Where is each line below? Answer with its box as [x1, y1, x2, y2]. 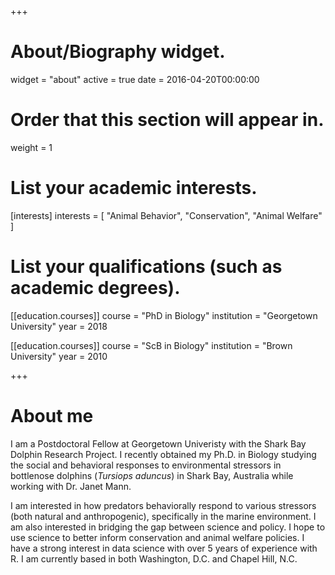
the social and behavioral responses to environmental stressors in [10, 459, 282, 471]
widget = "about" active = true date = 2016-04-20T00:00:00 [10, 73, 260, 85]
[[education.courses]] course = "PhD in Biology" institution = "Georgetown [10, 309, 318, 321]
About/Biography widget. [10, 41, 226, 63]
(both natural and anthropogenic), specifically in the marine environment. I [10, 510, 317, 522]
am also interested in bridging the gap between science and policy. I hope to [10, 521, 326, 533]
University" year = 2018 [10, 320, 108, 332]
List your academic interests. [10, 177, 258, 200]
